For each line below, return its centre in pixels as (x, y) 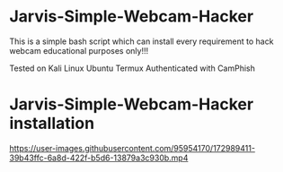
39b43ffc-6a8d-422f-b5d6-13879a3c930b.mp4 (99, 158)
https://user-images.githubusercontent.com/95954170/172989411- (133, 148)
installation (52, 124)
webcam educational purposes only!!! (79, 50)
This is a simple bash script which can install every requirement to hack (141, 41)
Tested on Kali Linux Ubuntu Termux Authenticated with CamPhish (133, 68)
